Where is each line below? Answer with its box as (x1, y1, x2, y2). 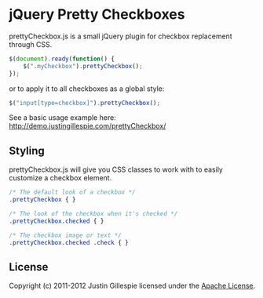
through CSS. (9, 39, 53, 49)
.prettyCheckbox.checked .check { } (9, 238, 129, 246)
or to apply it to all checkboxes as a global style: (9, 84, 165, 93)
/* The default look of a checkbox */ (9, 188, 136, 197)
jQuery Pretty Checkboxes (9, 5, 185, 24)
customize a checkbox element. (9, 173, 112, 183)
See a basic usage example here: (9, 113, 116, 122)
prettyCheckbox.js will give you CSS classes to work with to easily (9, 165, 223, 174)
